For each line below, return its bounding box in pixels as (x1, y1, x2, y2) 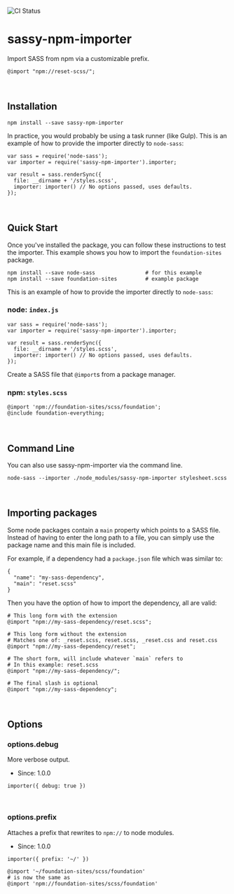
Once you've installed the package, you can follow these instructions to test (7, 241, 226, 249)
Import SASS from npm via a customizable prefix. (7, 54, 150, 62)
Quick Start (7, 222, 58, 234)
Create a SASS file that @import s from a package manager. (7, 370, 176, 378)
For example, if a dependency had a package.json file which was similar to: (7, 554, 223, 563)
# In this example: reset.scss (7, 661, 99, 668)
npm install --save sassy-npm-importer (7, 119, 124, 126)
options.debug (7, 740, 59, 749)
